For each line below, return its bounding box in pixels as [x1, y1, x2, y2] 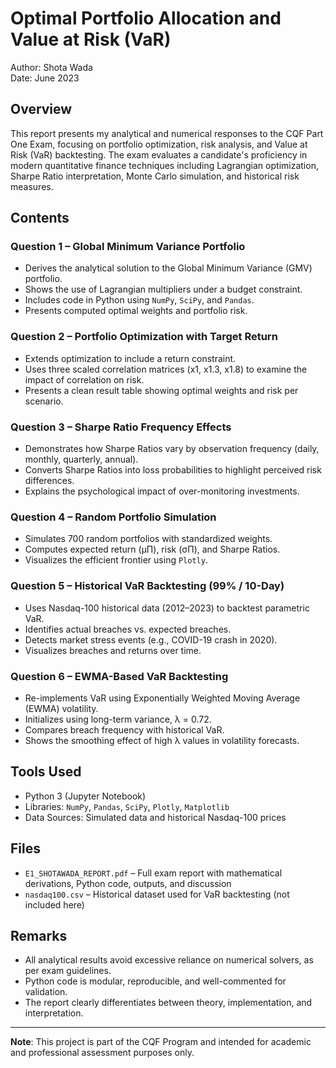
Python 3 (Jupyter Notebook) [24, 790, 147, 802]
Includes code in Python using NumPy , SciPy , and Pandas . [24, 294, 255, 306]
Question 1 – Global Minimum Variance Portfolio [10, 240, 246, 254]
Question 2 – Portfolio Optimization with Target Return [10, 330, 278, 344]
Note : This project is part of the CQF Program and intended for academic [10, 1036, 312, 1048]
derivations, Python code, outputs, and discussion [24, 877, 232, 889]
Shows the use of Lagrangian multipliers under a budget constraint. [24, 283, 303, 296]
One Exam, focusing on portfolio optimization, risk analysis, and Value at [10, 138, 308, 150]
